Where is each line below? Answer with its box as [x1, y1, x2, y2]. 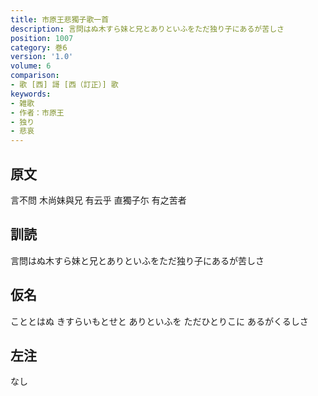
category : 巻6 [10, 42, 68, 53]
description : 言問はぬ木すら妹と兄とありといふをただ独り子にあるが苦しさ [10, 24, 285, 34]
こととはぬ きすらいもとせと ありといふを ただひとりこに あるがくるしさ [10, 315, 309, 327]
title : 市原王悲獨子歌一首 [10, 14, 110, 25]
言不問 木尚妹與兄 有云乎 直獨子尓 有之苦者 [10, 194, 187, 206]
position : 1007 [10, 33, 74, 43]
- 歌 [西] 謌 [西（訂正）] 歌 [10, 80, 119, 90]
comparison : [10, 71, 60, 81]
